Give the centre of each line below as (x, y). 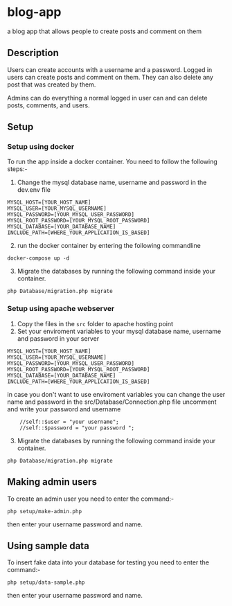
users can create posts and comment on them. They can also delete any (110, 77)
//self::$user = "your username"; (69, 422)
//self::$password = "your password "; (77, 428)
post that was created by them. (52, 84)
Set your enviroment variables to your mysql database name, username (119, 331)
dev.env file (34, 190)
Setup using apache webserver (61, 309)
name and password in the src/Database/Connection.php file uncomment (112, 402)
